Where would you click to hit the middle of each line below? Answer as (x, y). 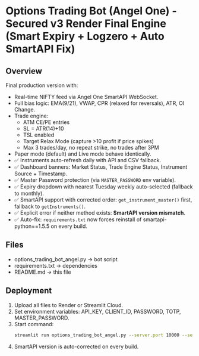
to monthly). (29, 193)
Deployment (29, 291)
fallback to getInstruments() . (50, 206)
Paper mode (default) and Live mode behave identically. (83, 154)
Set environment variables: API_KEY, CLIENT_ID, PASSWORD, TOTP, (97, 311)
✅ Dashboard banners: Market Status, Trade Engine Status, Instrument (101, 167)
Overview (24, 71)
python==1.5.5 (32, 226)
